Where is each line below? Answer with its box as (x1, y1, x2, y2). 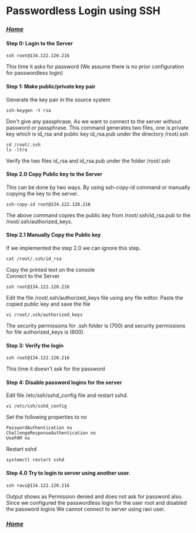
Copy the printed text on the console (6, 266, 95, 273)
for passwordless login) (6, 69, 64, 77)
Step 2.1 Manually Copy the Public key (6, 231, 101, 239)
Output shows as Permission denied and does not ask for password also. (6, 493, 183, 500)
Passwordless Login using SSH (6, 4, 161, 18)
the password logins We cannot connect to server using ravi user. (6, 505, 166, 512)
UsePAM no (6, 435, 31, 441)
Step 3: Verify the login (6, 342, 64, 349)
